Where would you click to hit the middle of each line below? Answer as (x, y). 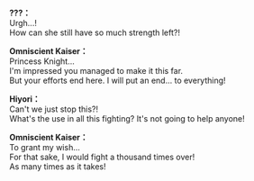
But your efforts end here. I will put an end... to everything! (118, 81)
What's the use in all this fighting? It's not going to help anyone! (127, 119)
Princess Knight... (42, 61)
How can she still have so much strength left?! (95, 32)
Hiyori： (25, 99)
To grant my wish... (45, 148)
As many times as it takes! (58, 167)
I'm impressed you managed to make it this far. (96, 71)
